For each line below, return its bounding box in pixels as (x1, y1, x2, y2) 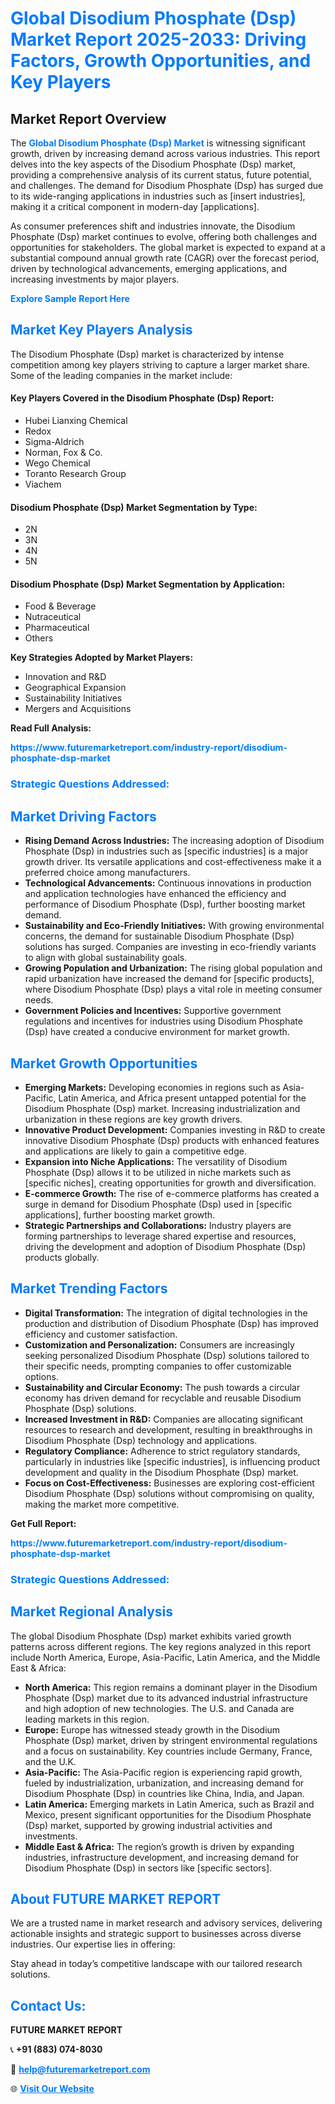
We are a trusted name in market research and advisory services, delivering (10, 1917, 323, 1929)
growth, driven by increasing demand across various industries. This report (10, 148, 321, 159)
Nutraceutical (24, 611, 82, 623)
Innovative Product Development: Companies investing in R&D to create (24, 1123, 326, 1136)
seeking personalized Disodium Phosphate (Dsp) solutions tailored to (24, 1349, 310, 1361)
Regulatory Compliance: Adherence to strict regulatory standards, (24, 1445, 301, 1457)
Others (24, 632, 54, 644)
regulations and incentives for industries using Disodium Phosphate (24, 1015, 303, 1027)
